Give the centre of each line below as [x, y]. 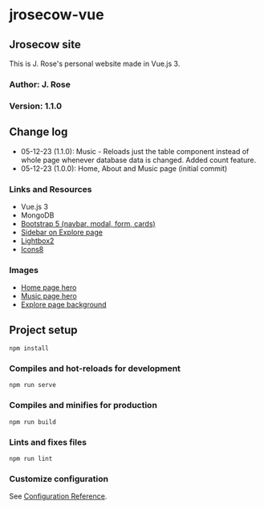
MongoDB [37, 215]
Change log [39, 132]
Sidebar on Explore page [62, 232]
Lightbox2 [37, 240]
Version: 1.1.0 [36, 106]
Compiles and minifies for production [83, 405]
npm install [29, 348]
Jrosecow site [45, 45]
